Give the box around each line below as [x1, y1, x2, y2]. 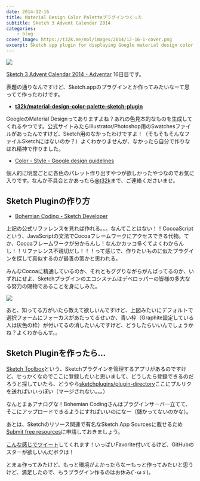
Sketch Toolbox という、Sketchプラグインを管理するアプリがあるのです [6, 365, 181, 372]
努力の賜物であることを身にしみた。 [11, 282, 100, 289]
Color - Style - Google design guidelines [14, 157, 115, 164]
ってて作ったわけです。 [6, 90, 63, 98]
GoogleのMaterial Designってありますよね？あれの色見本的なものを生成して [6, 115, 193, 122]
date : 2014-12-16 [6, 8, 50, 15]
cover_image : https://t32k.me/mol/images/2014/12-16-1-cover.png [6, 37, 172, 43]
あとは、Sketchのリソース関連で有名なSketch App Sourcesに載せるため [6, 421, 183, 428]
